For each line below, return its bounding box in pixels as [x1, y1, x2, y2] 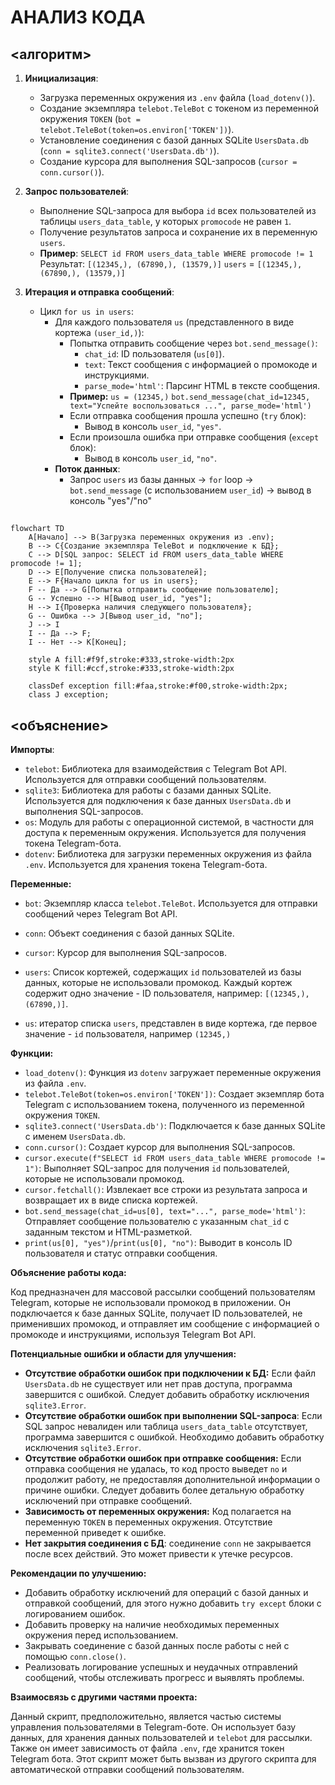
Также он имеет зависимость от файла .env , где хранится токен [10, 1742, 285, 1755]
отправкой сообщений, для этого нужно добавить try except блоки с [24, 1597, 322, 1610]
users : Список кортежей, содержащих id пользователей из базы [24, 966, 302, 978]
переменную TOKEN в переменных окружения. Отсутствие [24, 1516, 273, 1528]
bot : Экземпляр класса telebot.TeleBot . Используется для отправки [24, 897, 318, 910]
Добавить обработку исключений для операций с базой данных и [24, 1587, 309, 1599]
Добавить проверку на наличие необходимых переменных [24, 1619, 280, 1631]
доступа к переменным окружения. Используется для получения [24, 827, 307, 839]
